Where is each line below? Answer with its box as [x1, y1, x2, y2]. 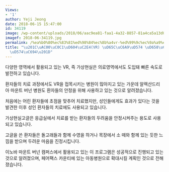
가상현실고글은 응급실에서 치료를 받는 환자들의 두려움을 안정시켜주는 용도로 [5, 115, 152, 121]
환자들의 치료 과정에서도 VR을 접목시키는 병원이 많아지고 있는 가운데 [5, 81, 139, 87]
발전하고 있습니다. [5, 70, 41, 76]
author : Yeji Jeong [5, 17, 46, 22]
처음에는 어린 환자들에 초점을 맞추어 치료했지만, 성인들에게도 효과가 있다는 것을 [5, 98, 160, 104]
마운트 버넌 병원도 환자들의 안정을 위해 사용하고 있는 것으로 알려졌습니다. [10, 87, 153, 93]
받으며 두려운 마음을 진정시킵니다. [14, 138, 80, 144]
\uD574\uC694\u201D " [10, 49, 53, 54]
